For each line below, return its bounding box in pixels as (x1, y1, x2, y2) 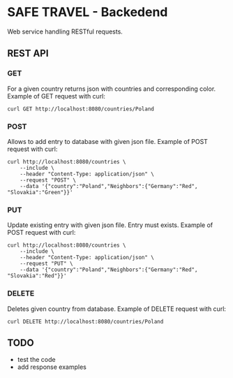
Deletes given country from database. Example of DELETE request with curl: (7, 305, 227, 313)
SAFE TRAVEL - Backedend (7, 4, 168, 20)
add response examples (17, 363, 87, 371)
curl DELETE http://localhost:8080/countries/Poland (7, 318, 164, 325)
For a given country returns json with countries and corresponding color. (7, 85, 216, 93)
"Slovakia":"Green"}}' (7, 189, 73, 196)
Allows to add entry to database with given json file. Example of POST (7, 137, 208, 145)
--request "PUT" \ (20, 260, 73, 268)
